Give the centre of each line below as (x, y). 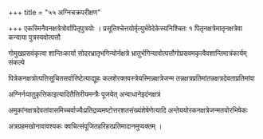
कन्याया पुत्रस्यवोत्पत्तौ (35, 37)
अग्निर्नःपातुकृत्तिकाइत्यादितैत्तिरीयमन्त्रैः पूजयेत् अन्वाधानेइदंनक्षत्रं (84, 94)
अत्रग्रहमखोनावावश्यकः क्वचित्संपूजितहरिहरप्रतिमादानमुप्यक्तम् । (85, 126)
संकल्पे (17, 62)
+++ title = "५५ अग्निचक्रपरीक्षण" (55, 12)
